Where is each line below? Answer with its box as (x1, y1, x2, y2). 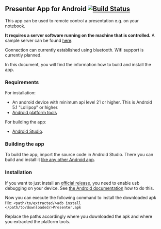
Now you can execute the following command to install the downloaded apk (5, 194, 157, 200)
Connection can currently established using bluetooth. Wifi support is (5, 47, 144, 53)
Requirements (5, 79, 39, 86)
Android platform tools (12, 110, 57, 116)
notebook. (5, 23, 26, 29)
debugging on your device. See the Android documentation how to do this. (5, 185, 154, 191)
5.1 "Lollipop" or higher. (12, 105, 59, 110)
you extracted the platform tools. (5, 218, 70, 224)
